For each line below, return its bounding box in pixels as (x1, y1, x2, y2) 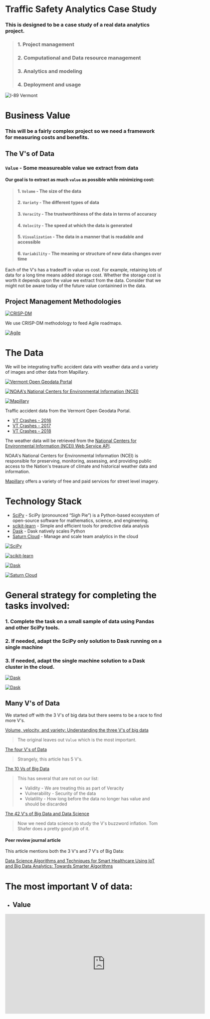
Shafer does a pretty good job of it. (17, 826, 90, 832)
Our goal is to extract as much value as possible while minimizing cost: (5, 177, 155, 183)
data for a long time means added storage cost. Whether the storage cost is (5, 272, 161, 278)
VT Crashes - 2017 (12, 423, 51, 429)
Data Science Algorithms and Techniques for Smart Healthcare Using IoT (5, 858, 155, 864)
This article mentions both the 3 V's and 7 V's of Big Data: (5, 848, 124, 854)
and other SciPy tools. (5, 624, 60, 631)
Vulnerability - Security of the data (24, 790, 96, 796)
